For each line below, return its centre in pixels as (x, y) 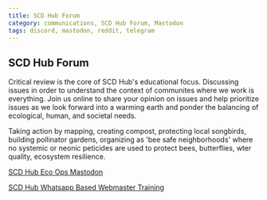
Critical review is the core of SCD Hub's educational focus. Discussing (124, 82)
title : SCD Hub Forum (44, 16)
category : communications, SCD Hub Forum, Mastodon (96, 23)
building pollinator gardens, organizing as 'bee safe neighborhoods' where (131, 139)
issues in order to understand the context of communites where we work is (132, 90)
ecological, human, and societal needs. (73, 116)
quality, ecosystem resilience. (57, 157)
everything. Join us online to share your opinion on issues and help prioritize (133, 99)
